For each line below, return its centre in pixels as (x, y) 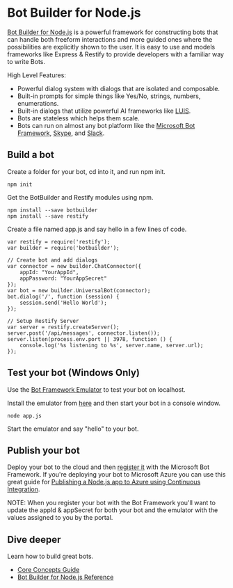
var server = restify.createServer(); (63, 327)
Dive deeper (34, 540)
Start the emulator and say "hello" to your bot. (73, 429)
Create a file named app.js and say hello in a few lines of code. (97, 229)
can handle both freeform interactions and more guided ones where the (110, 39)
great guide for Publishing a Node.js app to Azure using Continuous (104, 482)
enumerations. (38, 103)
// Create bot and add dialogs (53, 260)
